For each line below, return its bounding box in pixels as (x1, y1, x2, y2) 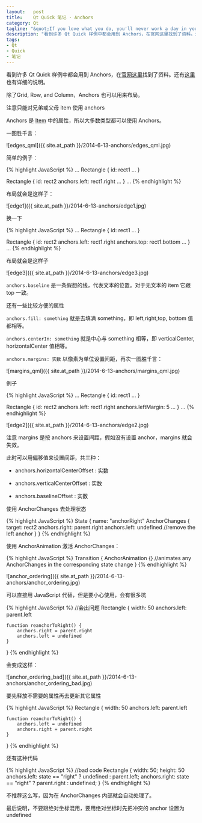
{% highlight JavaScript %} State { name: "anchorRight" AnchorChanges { (6, 517, 191, 524)
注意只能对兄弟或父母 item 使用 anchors (6, 103, 105, 111)
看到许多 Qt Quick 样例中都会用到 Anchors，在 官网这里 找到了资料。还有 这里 (6, 70, 195, 78)
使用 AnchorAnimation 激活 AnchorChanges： (6, 542, 120, 549)
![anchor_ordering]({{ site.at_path (6, 572, 89, 579)
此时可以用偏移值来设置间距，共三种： (6, 454, 101, 461)
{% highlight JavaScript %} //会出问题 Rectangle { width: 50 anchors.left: (6, 604, 187, 611)
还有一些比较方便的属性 (6, 301, 64, 309)
